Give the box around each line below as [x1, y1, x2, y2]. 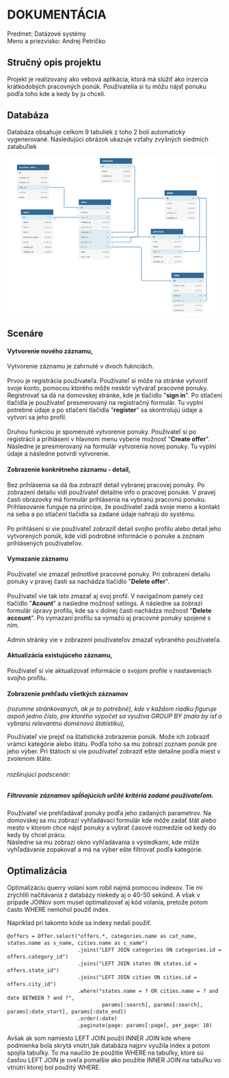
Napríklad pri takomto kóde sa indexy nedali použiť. [7, 918, 152, 926]
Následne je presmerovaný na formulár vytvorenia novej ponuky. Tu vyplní [7, 443, 217, 451]
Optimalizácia [7, 865, 67, 877]
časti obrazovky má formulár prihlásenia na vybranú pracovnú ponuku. [7, 495, 206, 504]
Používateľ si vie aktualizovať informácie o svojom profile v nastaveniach [7, 666, 212, 675]
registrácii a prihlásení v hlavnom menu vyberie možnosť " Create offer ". [7, 435, 211, 443]
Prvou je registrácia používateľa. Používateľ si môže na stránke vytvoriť [7, 377, 208, 385]
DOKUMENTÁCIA [7, 7, 107, 23]
